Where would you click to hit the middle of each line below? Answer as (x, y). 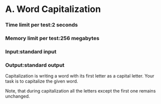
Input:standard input (31, 51)
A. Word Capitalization (53, 9)
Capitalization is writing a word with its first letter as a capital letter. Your (80, 76)
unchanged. (18, 96)
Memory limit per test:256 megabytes (52, 38)
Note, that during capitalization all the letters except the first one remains (80, 91)
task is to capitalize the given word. (42, 81)
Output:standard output (35, 65)
